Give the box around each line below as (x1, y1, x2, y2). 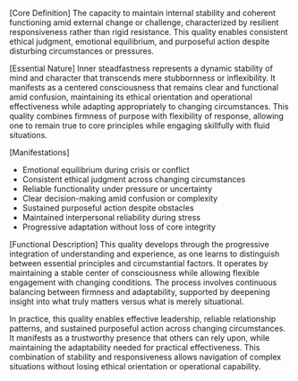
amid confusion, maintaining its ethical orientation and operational (9, 91, 253, 102)
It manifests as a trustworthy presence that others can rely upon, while (9, 333, 270, 343)
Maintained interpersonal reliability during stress (21, 212, 201, 222)
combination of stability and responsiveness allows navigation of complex (9, 351, 282, 362)
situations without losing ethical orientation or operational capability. (9, 361, 261, 371)
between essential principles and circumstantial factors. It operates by (9, 258, 268, 268)
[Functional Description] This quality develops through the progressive (9, 239, 270, 249)
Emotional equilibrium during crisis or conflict (21, 165, 190, 175)
